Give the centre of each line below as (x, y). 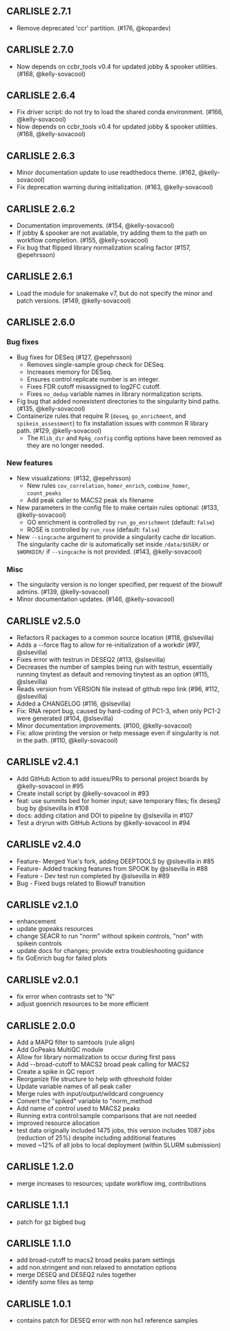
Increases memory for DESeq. (69, 372)
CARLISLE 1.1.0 (39, 1244)
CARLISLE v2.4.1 (42, 762)
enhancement (36, 921)
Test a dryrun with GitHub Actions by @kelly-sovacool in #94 (103, 822)
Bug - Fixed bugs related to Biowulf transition (81, 883)
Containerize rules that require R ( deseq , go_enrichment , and (101, 416)
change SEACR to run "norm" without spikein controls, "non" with (110, 936)
